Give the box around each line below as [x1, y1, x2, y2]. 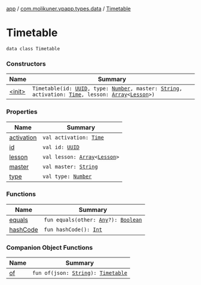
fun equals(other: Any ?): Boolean [44, 216, 142, 223]
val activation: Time [42, 134, 104, 141]
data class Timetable [6, 46, 60, 51]
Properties [6, 108, 38, 116]
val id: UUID [42, 144, 80, 150]
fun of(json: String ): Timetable [32, 269, 127, 277]
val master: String [42, 163, 98, 170]
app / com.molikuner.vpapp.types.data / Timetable [6, 5, 131, 12]
